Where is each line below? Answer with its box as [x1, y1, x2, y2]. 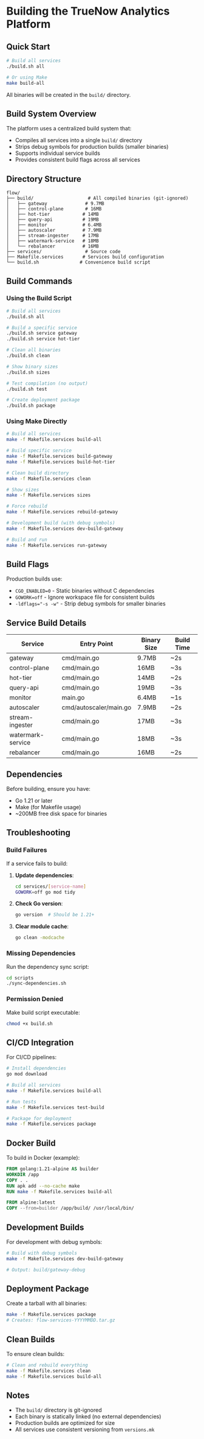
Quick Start [6, 41, 50, 52]
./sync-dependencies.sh [6, 980, 67, 987]
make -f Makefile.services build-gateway [6, 453, 113, 460]
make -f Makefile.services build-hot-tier [6, 459, 115, 465]
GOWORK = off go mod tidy [15, 889, 76, 895]
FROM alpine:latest [6, 1199, 56, 1205]
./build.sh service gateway [6, 330, 78, 337]
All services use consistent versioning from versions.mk [15, 1426, 155, 1434]
